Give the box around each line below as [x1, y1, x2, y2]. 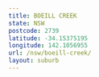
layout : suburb [8, 57, 60, 65]
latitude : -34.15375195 [8, 34, 89, 43]
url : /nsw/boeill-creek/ [8, 49, 92, 57]
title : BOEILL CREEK [8, 11, 78, 20]
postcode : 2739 [8, 26, 60, 34]
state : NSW [8, 19, 45, 27]
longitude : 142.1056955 [8, 42, 89, 50]
